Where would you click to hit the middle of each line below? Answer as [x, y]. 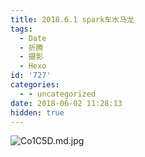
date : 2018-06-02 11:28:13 [66, 103]
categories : [35, 85]
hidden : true [37, 112]
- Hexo [33, 66]
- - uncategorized [58, 94]
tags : [21, 29]
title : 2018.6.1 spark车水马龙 [72, 19]
